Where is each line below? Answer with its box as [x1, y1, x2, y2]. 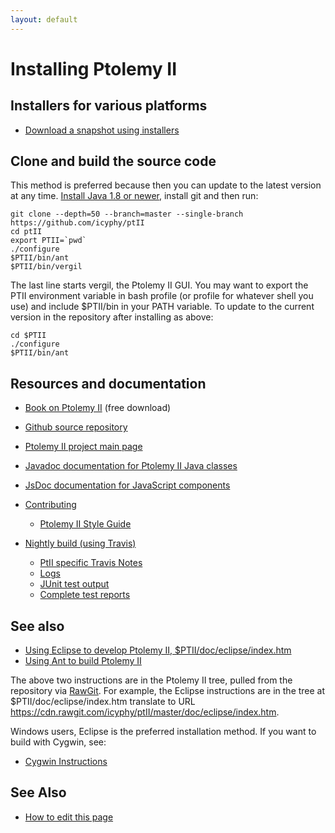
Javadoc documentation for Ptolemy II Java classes [24, 460, 238, 472]
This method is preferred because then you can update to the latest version [10, 179, 322, 191]
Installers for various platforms [10, 97, 208, 115]
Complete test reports [39, 589, 131, 601]
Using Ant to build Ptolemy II [24, 655, 142, 667]
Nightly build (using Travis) [24, 537, 137, 550]
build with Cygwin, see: [10, 736, 107, 748]
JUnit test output [39, 578, 110, 590]
